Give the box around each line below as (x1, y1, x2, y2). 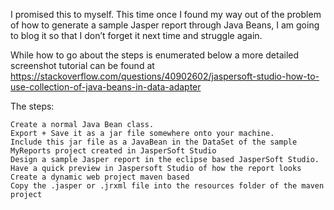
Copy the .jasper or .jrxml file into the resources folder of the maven (10, 181, 325, 191)
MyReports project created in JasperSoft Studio (10, 146, 217, 156)
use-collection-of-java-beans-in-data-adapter (10, 81, 202, 93)
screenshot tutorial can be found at (10, 60, 155, 71)
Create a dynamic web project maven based (10, 172, 190, 182)
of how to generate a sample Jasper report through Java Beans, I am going (10, 19, 320, 31)
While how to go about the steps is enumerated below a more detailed (10, 49, 300, 61)
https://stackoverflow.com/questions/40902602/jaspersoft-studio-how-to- (10, 70, 320, 82)
